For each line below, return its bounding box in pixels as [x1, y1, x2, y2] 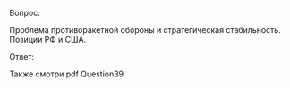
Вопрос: [9, 8, 40, 18]
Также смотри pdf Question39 [9, 68, 124, 79]
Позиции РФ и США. [9, 35, 87, 44]
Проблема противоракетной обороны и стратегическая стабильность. [9, 25, 282, 35]
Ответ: [9, 52, 35, 61]
